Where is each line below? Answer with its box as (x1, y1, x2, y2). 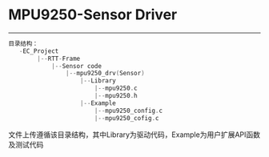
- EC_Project (18, 46, 59, 55)
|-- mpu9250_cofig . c (94, 114, 159, 122)
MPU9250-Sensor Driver (8, 6, 178, 24)
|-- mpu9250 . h (94, 92, 138, 100)
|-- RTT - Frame (37, 54, 81, 62)
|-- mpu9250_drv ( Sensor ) (65, 70, 146, 78)
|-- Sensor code (50, 62, 102, 70)
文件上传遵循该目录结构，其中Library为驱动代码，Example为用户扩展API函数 (8, 130, 261, 139)
